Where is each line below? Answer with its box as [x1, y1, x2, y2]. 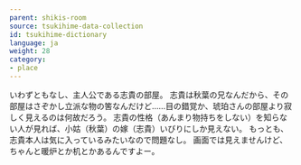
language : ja [9, 38, 59, 48]
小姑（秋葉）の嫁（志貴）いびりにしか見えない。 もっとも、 [64, 123, 289, 133]
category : [9, 55, 47, 64]
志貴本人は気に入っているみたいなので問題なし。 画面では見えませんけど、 [9, 134, 288, 145]
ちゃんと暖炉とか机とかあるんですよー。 [9, 145, 160, 156]
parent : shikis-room [9, 13, 88, 23]
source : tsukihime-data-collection [9, 22, 144, 31]
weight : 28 [9, 47, 51, 56]
